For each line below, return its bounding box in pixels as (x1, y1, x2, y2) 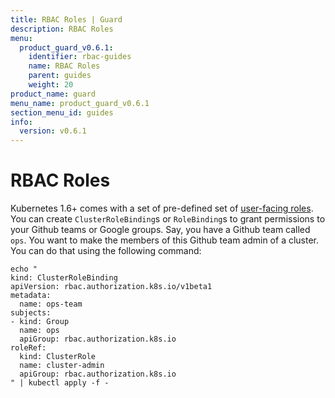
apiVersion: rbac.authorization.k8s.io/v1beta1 (10, 282, 213, 292)
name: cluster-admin (19, 361, 105, 371)
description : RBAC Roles (10, 24, 114, 34)
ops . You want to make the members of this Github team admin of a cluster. (10, 234, 320, 246)
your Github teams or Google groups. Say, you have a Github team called (10, 224, 311, 236)
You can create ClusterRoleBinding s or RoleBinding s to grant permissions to (10, 213, 326, 225)
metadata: (10, 291, 52, 301)
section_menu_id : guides (10, 107, 114, 118)
